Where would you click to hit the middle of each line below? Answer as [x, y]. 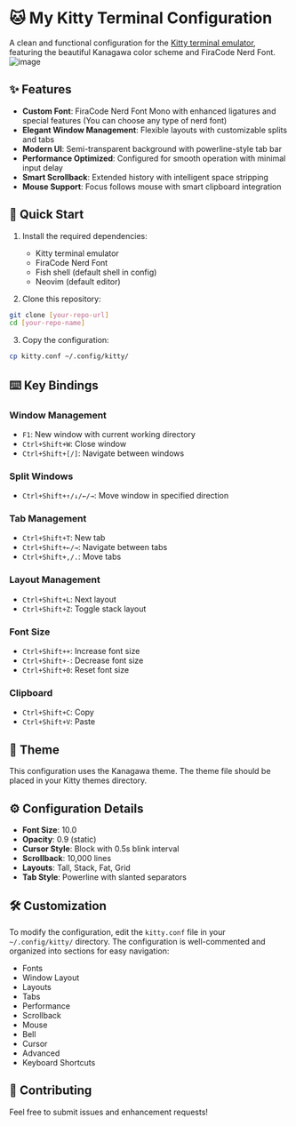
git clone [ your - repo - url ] [59, 315]
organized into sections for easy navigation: [89, 951]
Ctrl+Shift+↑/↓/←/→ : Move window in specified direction [125, 496]
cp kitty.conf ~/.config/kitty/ [69, 356]
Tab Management [48, 519]
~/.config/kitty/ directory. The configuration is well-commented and [137, 941]
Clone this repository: [61, 299]
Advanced [41, 1053]
